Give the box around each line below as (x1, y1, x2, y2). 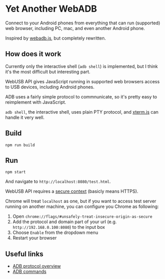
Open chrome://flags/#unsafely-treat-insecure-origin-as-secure (12, 214, 153, 220)
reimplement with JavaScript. (5, 99, 67, 105)
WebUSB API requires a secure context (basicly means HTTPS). (5, 188, 139, 194)
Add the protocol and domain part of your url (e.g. (12, 219, 117, 225)
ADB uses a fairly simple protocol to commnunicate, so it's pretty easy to (5, 93, 157, 99)
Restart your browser (12, 235, 57, 241)
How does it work (5, 50, 62, 58)
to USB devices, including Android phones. (5, 84, 95, 90)
